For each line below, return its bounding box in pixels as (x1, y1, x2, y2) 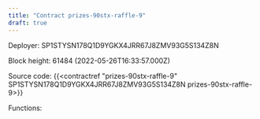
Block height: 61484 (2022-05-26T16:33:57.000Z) (8, 56, 171, 65)
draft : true (8, 19, 47, 27)
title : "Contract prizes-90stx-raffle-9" (8, 11, 147, 20)
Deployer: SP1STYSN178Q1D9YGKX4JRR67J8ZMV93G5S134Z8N (8, 40, 219, 50)
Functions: (8, 103, 43, 113)
